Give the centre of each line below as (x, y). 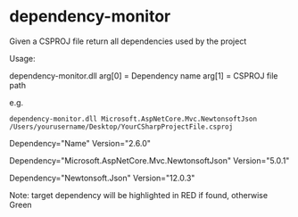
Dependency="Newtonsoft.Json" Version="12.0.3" (102, 178)
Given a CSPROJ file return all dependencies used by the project (128, 41)
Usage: (22, 58)
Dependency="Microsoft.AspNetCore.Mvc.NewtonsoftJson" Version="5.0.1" (149, 160)
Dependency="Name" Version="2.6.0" (80, 143)
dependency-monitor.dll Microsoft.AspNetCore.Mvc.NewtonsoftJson (133, 119)
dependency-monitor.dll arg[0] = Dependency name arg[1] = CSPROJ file (144, 75)
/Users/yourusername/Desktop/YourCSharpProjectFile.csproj (121, 127)
